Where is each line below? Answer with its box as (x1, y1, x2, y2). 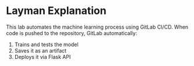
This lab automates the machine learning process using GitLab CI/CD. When (6, 23, 189, 30)
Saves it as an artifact (14, 47, 67, 54)
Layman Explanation (6, 4, 107, 18)
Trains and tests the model (14, 41, 79, 48)
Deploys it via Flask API (14, 53, 71, 60)
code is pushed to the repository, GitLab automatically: (6, 29, 137, 36)
